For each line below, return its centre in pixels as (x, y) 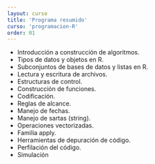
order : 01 (21, 33)
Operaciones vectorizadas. (55, 125)
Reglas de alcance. (44, 103)
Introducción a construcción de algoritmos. (78, 52)
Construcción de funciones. (56, 89)
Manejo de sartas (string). (54, 119)
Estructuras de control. (50, 82)
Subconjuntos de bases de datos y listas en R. (83, 67)
